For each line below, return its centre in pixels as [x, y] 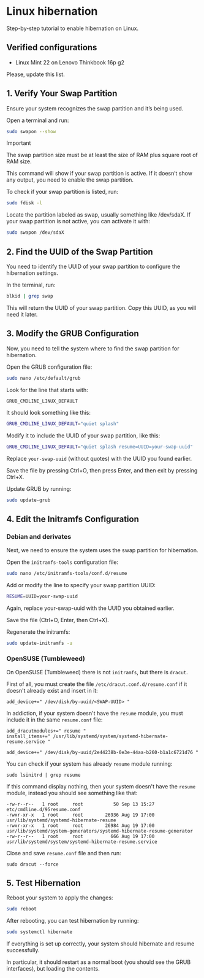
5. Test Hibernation [43, 883]
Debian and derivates [39, 537]
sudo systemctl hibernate [39, 932]
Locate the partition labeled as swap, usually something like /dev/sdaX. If [99, 215]
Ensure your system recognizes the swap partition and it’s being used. [95, 108]
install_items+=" [28, 736]
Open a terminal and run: [38, 120]
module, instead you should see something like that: [72, 793]
